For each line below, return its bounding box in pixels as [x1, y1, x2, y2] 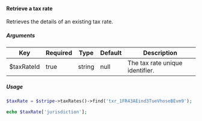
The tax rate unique [127, 59, 183, 67]
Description [143, 49, 177, 57]
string [78, 63, 94, 71]
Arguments [6, 32, 35, 39]
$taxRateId [9, 63, 40, 71]
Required [46, 49, 72, 57]
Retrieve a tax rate [6, 5, 53, 12]
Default [100, 49, 122, 57]
